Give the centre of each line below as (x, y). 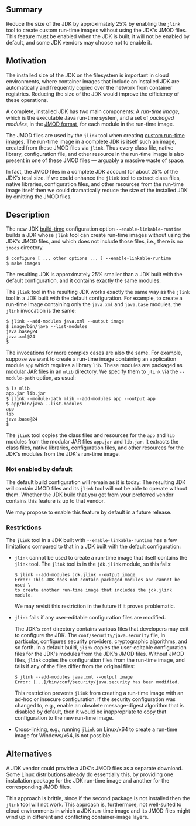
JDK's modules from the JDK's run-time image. (63, 454)
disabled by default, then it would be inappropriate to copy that (90, 712)
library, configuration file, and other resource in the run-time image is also (95, 154)
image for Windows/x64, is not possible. (63, 736)
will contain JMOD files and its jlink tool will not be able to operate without (97, 488)
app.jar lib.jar (26, 394)
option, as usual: (56, 378)
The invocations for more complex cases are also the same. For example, (94, 353)
